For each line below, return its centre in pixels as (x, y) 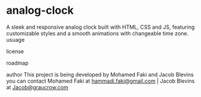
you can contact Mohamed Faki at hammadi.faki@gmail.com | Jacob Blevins (100, 81)
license (15, 51)
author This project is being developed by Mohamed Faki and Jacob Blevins (100, 74)
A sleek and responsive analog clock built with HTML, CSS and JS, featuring (100, 27)
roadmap (17, 63)
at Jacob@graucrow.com (37, 87)
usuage (16, 40)
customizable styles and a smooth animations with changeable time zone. (97, 33)
